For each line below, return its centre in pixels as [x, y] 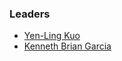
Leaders [30, 14]
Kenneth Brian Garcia [67, 46]
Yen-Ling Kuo [52, 36]
